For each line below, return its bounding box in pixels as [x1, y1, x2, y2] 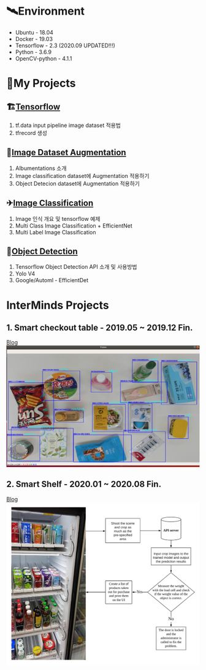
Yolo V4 [15, 270, 36, 277]
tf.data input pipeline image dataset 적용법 [15, 121, 121, 129]
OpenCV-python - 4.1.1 [15, 55, 72, 62]
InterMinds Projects [6, 298, 109, 312]
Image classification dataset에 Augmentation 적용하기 [15, 172, 150, 179]
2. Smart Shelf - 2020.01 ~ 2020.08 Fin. [6, 479, 161, 490]
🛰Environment [6, 4, 85, 18]
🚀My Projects [6, 77, 76, 90]
